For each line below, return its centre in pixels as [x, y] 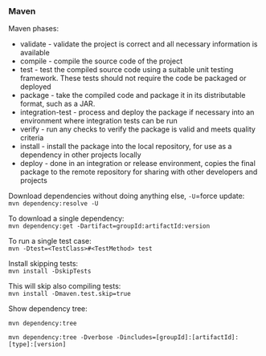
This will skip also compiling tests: [65, 286]
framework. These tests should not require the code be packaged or [133, 79]
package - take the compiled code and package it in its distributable [133, 95]
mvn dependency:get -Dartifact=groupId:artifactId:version [109, 226]
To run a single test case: [50, 241]
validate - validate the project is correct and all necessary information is [139, 44]
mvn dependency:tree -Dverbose [61, 338]
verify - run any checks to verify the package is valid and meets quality [137, 129]
